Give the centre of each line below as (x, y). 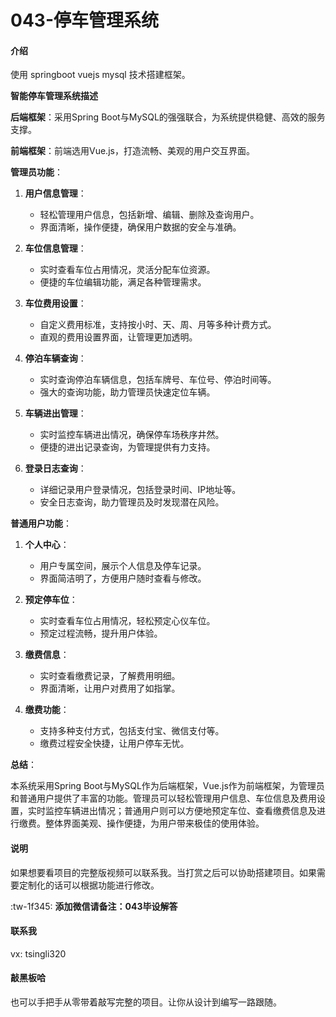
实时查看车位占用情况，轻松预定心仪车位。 (127, 621)
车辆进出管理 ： (55, 413)
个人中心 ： (47, 545)
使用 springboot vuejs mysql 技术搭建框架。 (100, 75)
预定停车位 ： (51, 600)
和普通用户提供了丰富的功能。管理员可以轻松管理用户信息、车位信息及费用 (163, 798)
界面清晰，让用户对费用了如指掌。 (110, 688)
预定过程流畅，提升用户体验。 (101, 633)
